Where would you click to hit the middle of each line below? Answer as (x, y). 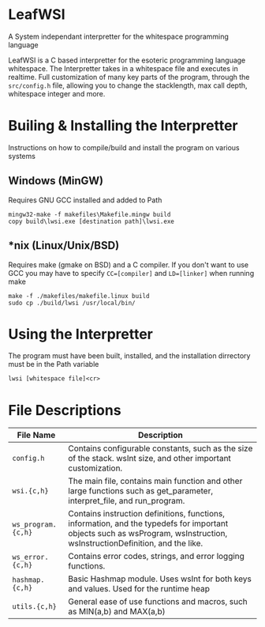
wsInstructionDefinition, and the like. (136, 543)
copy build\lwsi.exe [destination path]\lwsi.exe (91, 221)
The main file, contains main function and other (155, 482)
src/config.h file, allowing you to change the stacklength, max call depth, (128, 85)
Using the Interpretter (81, 334)
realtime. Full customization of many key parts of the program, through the (129, 77)
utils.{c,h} (35, 607)
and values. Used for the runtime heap (139, 589)
